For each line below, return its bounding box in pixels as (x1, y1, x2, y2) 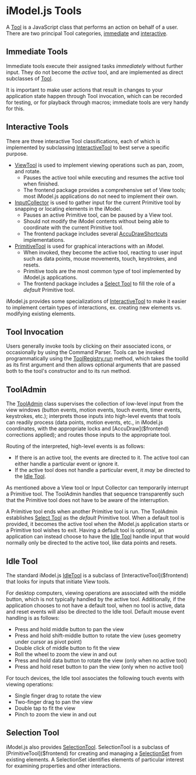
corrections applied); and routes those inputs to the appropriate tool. (6, 432, 171, 439)
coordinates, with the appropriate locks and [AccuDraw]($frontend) (6, 425, 169, 432)
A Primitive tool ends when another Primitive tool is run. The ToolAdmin (6, 508, 178, 515)
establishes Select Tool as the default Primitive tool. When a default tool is (6, 514, 185, 521)
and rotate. (14, 167, 42, 174)
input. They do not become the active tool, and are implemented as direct (6, 69, 183, 76)
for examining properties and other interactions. (6, 762, 122, 769)
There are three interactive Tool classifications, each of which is (6, 137, 160, 144)
